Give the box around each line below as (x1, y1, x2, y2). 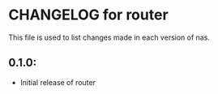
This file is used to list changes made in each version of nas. (8, 32, 211, 42)
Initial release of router (19, 77, 96, 87)
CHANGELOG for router (8, 6, 169, 24)
